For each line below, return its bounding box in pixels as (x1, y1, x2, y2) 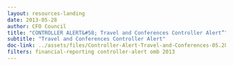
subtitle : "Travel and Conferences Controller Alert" (7, 36, 166, 43)
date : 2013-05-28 (7, 16, 58, 23)
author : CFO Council (7, 23, 67, 30)
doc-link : (7, 42, 36, 49)
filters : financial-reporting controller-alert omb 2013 (7, 49, 175, 56)
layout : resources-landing (7, 10, 85, 17)
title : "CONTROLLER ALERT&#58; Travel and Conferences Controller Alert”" (7, 29, 228, 36)
